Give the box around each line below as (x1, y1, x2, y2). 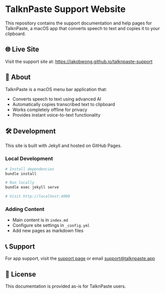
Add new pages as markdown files (12, 227, 84, 233)
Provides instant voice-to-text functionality (12, 111, 101, 118)
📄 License (5, 270, 36, 278)
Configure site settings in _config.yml (12, 222, 90, 228)
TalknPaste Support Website (5, 3, 126, 15)
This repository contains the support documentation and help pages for (5, 20, 152, 26)
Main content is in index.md (12, 217, 68, 223)
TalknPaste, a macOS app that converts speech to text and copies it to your (5, 25, 160, 31)
